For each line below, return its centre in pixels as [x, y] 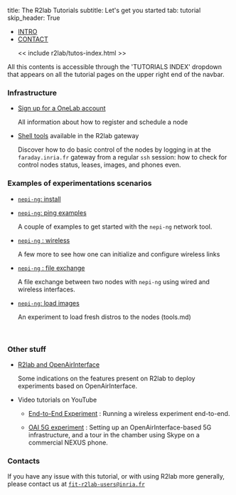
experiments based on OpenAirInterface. [77, 386]
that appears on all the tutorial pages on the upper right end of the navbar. [116, 74]
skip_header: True [34, 18]
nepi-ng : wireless [44, 240]
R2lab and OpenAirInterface [59, 364]
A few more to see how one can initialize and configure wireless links [119, 254]
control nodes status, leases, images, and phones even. [99, 165]
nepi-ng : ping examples [52, 212]
